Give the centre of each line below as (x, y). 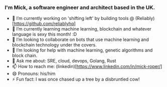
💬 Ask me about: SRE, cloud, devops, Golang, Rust (64, 61)
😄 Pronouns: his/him (34, 73)
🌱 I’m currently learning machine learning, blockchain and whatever (81, 29)
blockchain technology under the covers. (54, 45)
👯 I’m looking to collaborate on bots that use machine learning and (80, 39)
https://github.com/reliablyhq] (45, 23)
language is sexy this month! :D (44, 34)
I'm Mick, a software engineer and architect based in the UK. (80, 7)
